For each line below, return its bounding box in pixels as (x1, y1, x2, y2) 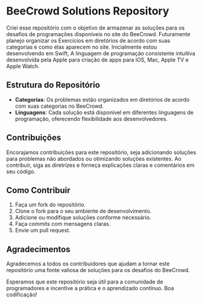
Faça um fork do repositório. (14, 201, 86, 208)
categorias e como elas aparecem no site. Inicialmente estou (6, 43, 157, 51)
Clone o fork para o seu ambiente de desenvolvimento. (14, 208, 152, 215)
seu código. (6, 167, 36, 175)
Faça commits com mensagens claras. (14, 220, 111, 228)
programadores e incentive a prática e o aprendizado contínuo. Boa (6, 285, 174, 292)
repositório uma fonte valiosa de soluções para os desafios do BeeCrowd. (6, 267, 190, 274)
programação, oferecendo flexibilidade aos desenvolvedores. (14, 115, 168, 122)
